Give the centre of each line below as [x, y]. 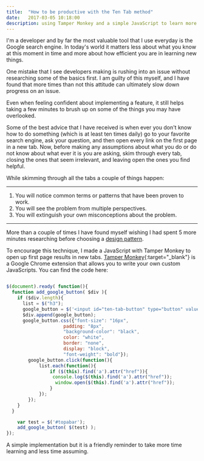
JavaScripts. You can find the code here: [57, 270]
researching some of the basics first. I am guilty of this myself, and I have [98, 78]
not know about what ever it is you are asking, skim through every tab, [94, 153]
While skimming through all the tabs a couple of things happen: [85, 178]
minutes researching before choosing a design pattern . [75, 239]
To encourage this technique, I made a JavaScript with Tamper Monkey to [99, 251]
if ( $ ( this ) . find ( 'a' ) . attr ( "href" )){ [99, 372]
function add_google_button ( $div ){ [59, 293]
